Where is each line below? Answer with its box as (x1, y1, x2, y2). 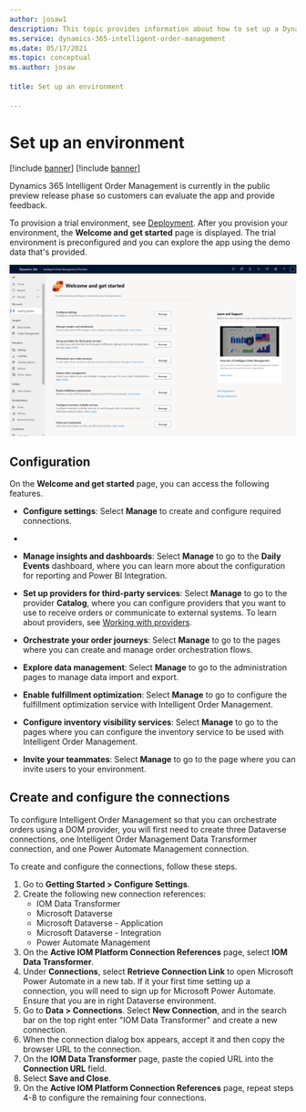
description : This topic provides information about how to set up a (9, 24, 280, 34)
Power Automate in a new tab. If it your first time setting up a (22, 975, 250, 986)
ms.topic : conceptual (9, 53, 92, 63)
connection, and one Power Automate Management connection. (9, 843, 250, 854)
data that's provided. (9, 247, 88, 257)
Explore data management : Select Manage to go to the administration (22, 662, 288, 673)
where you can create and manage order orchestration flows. (22, 645, 253, 656)
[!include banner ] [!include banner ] (9, 163, 141, 173)
